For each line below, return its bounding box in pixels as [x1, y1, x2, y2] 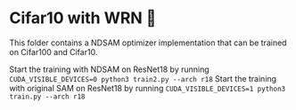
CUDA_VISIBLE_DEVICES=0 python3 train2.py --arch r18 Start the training [9, 73, 277, 83]
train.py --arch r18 [9, 92, 86, 101]
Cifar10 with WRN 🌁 [9, 8, 157, 28]
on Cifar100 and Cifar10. [9, 46, 98, 57]
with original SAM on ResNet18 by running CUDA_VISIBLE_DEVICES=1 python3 [9, 82, 286, 93]
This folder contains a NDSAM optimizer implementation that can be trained [9, 37, 287, 48]
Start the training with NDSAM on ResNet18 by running [9, 64, 210, 75]
